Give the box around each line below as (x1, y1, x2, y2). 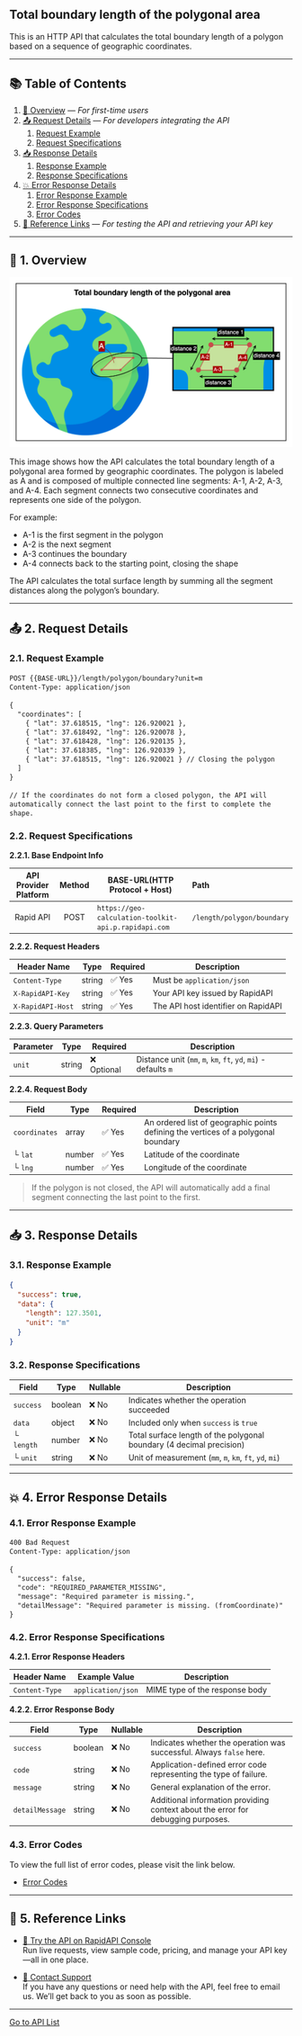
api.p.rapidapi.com (96, 922, 170, 932)
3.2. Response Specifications (9, 1359, 141, 1371)
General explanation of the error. (150, 1781, 271, 1793)
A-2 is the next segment (22, 539, 112, 550)
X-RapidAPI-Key (13, 989, 70, 998)
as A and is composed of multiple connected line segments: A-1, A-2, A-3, (9, 476, 283, 487)
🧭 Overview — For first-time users (22, 104, 149, 115)
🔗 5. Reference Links (9, 1911, 127, 1926)
